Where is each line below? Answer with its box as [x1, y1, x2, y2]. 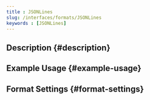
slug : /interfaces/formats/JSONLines [6, 15, 102, 21]
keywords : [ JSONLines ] [6, 20, 67, 26]
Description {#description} [6, 42, 111, 53]
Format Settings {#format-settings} [6, 84, 145, 94]
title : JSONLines [6, 8, 53, 15]
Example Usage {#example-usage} [6, 63, 141, 73]
